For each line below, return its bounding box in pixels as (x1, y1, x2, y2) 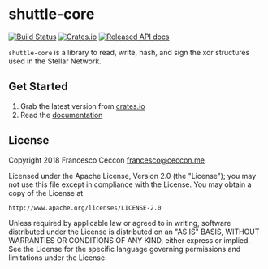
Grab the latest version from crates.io (19, 101, 145, 111)
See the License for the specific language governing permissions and (8, 244, 241, 254)
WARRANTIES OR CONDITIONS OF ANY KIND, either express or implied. (8, 235, 250, 245)
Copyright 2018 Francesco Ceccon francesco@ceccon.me (8, 155, 205, 165)
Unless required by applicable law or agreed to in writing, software (8, 218, 231, 228)
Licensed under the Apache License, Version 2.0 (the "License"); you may (8, 171, 257, 180)
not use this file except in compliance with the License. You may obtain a (8, 180, 252, 189)
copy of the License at (8, 188, 84, 197)
